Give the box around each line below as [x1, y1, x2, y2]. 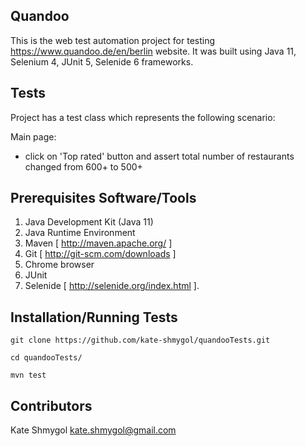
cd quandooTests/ [10, 353, 83, 363]
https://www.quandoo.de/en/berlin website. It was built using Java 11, [10, 45, 297, 57]
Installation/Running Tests [10, 309, 178, 326]
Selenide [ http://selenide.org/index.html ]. [24, 280, 200, 292]
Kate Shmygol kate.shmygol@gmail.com [10, 424, 177, 436]
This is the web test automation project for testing [10, 34, 216, 46]
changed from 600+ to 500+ [24, 160, 143, 173]
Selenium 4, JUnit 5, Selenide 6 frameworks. [10, 55, 194, 68]
